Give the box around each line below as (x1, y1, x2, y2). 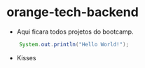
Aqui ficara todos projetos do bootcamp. (16, 27, 134, 36)
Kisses (16, 53, 36, 62)
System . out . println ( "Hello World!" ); (19, 41, 130, 48)
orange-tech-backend (6, 4, 139, 20)
